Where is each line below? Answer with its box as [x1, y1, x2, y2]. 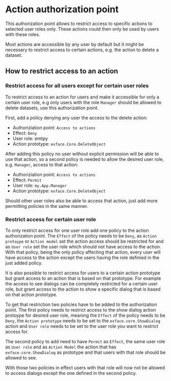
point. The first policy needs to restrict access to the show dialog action [5, 306, 156, 313]
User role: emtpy [12, 135, 48, 141]
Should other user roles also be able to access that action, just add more [5, 198, 158, 204]
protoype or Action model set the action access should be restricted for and [5, 238, 164, 244]
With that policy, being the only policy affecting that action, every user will [5, 249, 161, 255]
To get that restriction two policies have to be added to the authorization [5, 301, 157, 307]
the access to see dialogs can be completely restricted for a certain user [5, 280, 158, 287]
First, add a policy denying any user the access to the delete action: [5, 114, 148, 121]
